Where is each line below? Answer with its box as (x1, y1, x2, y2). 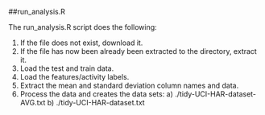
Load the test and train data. (19, 64, 114, 73)
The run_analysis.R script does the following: (8, 23, 157, 31)
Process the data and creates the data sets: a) (19, 89, 173, 99)
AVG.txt (19, 98, 46, 107)
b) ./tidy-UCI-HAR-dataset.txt (47, 98, 145, 107)
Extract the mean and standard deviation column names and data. (19, 80, 239, 90)
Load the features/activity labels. (19, 72, 130, 81)
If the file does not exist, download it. (19, 38, 143, 47)
